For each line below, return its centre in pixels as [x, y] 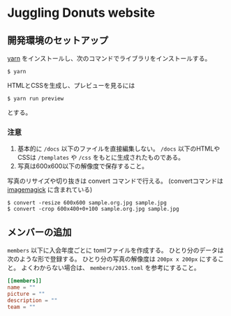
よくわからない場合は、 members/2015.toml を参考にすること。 [110, 268]
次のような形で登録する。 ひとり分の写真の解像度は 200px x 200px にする [113, 259]
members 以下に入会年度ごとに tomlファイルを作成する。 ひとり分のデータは [116, 250]
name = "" [22, 287]
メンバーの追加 [39, 232]
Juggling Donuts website [81, 13]
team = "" [22, 307]
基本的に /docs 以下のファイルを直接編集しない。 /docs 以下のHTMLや [119, 149]
